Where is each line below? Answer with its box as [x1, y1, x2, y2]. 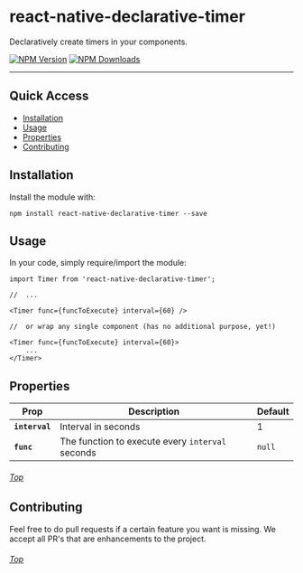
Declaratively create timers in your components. [9, 36, 188, 47]
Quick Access [9, 89, 89, 104]
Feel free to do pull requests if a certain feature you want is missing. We [9, 523, 277, 534]
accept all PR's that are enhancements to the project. [9, 533, 207, 544]
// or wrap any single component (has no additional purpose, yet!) [9, 323, 277, 332]
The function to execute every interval [60, 436, 227, 448]
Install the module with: [9, 192, 96, 202]
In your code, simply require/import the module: [9, 258, 187, 268]
